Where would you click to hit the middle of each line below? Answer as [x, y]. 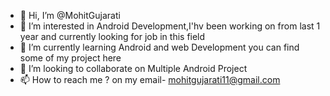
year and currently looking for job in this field [112, 36]
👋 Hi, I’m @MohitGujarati [70, 15]
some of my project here [70, 58]
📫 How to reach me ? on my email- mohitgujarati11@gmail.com [150, 79]
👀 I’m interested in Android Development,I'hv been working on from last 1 [170, 26]
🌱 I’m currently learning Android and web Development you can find [159, 47]
